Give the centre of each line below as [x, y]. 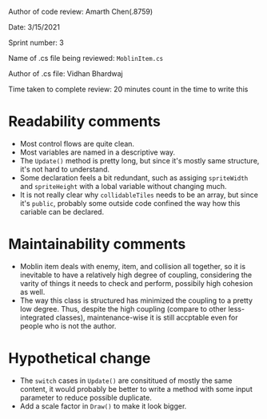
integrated [37, 317]
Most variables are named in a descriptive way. [98, 152]
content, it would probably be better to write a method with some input [136, 389]
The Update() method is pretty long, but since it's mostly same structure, [139, 160]
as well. [32, 292]
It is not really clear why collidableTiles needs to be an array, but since [139, 195]
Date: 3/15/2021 [34, 27]
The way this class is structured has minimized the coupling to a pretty [136, 300]
